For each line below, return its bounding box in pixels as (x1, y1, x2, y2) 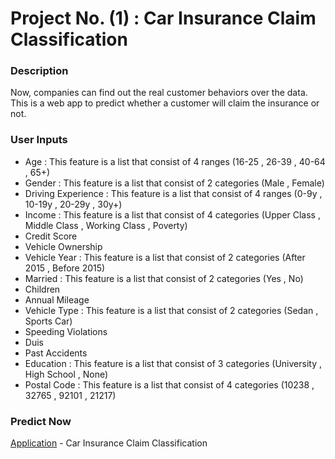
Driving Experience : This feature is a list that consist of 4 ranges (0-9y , (24, 187, 323, 199)
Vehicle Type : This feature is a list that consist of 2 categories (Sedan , (24, 304, 319, 316)
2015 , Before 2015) (24, 262, 106, 274)
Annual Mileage (24, 293, 90, 306)
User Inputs (10, 133, 68, 147)
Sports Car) (24, 315, 73, 327)
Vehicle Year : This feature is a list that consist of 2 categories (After (24, 251, 306, 263)
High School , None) (24, 368, 109, 380)
